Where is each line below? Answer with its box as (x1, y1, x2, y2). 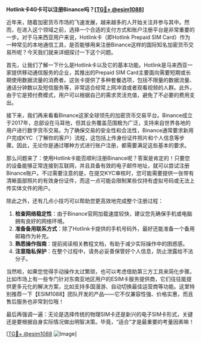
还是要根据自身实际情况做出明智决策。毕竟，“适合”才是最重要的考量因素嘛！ (6, 318, 194, 325)
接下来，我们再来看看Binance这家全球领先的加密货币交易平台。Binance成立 (6, 112, 193, 119)
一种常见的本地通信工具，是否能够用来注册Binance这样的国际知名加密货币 (6, 41, 189, 48)
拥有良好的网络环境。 (14, 217, 68, 225)
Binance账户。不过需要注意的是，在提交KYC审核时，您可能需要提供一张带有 (6, 169, 194, 177)
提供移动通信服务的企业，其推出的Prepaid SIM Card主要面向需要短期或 (11, 69, 186, 76)
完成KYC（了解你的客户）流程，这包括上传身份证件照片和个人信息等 (11, 135, 179, 141)
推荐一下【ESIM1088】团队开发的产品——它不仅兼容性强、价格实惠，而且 (11, 291, 193, 297)
